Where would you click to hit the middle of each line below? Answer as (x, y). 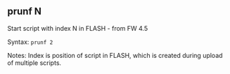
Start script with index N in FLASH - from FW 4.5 (78, 28)
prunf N (25, 12)
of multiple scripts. (34, 63)
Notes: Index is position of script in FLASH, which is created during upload (115, 55)
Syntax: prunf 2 (30, 42)
